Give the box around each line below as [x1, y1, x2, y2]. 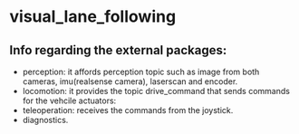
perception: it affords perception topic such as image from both [22, 66, 260, 77]
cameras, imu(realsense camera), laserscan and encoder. [22, 76, 238, 87]
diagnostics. [22, 115, 69, 125]
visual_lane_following [9, 6, 177, 27]
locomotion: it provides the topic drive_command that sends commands [22, 86, 290, 96]
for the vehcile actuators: [22, 95, 117, 106]
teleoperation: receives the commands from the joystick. [22, 105, 234, 115]
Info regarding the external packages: [9, 43, 227, 58]
